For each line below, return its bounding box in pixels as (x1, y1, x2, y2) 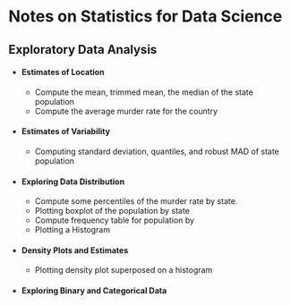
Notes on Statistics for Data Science (8, 6, 283, 27)
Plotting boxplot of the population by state (34, 206, 190, 216)
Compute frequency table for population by (34, 215, 194, 225)
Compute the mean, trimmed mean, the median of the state (34, 87, 254, 97)
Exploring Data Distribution (21, 176, 125, 187)
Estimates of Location (21, 67, 105, 78)
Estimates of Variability (21, 126, 111, 137)
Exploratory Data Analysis (8, 42, 158, 57)
